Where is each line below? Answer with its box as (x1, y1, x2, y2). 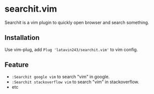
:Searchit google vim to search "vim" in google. (11, 74, 110, 79)
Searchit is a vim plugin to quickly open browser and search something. (4, 19, 149, 25)
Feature (4, 61, 29, 69)
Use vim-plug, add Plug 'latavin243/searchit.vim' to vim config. (4, 46, 138, 52)
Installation (4, 34, 40, 42)
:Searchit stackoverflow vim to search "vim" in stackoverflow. (11, 79, 139, 85)
